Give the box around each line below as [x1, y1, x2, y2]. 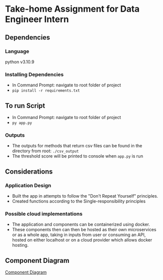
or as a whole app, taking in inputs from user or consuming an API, [12, 232, 146, 238]
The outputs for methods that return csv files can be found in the [12, 143, 143, 149]
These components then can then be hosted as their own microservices [12, 227, 157, 233]
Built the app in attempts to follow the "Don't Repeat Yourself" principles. [12, 193, 158, 199]
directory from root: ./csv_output [12, 148, 79, 154]
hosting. [12, 242, 29, 248]
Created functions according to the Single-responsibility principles [12, 198, 146, 204]
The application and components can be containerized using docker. [12, 221, 150, 227]
